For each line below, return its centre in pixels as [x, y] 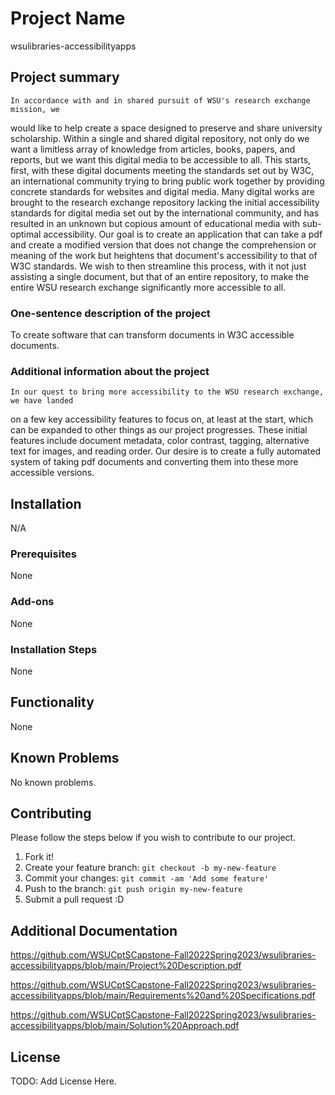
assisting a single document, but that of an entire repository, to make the [160, 276]
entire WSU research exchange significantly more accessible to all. [148, 287]
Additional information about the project [110, 371]
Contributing [51, 813]
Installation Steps [54, 649]
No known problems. [53, 782]
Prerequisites [43, 554]
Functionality [52, 702]
